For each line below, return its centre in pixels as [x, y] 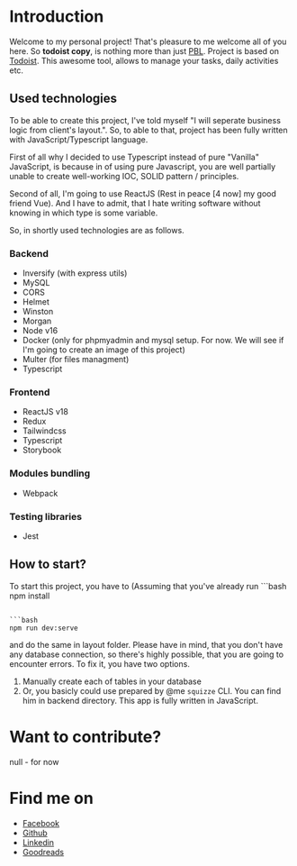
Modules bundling [50, 473]
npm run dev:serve [44, 628]
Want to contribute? [85, 737]
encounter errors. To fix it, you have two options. [100, 663]
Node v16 [40, 331]
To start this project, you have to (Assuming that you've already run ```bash [148, 586]
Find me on [52, 798]
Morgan [37, 321]
